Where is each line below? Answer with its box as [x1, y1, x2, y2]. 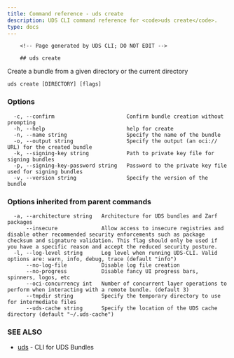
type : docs [7, 23, 39, 30]
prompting [7, 119, 36, 126]
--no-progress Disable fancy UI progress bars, [25, 267, 199, 274]
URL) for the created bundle [7, 143, 92, 151]
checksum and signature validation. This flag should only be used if [7, 237, 218, 244]
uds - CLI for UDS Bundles [17, 343, 95, 352]
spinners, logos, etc [7, 274, 71, 281]
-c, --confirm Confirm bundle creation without [13, 113, 224, 120]
